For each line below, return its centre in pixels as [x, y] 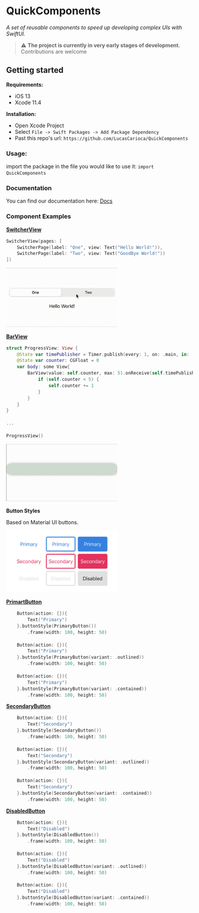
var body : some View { [43, 367]
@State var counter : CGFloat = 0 [58, 361]
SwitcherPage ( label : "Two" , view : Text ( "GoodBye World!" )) [91, 254]
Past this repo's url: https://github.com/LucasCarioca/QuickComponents [101, 138]
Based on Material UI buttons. [42, 522]
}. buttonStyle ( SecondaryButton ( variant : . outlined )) [83, 762]
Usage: [17, 153]
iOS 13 [23, 96]
